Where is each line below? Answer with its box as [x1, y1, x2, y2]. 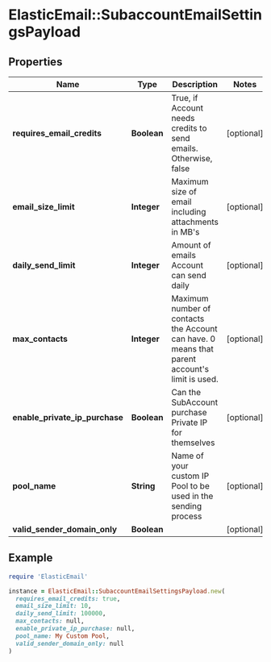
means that [171, 343, 214, 354]
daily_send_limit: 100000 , [15, 610, 106, 618]
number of [171, 303, 211, 314]
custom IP [171, 470, 210, 481]
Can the [171, 387, 202, 398]
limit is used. [171, 373, 219, 385]
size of [171, 186, 198, 197]
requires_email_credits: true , [15, 594, 121, 602]
